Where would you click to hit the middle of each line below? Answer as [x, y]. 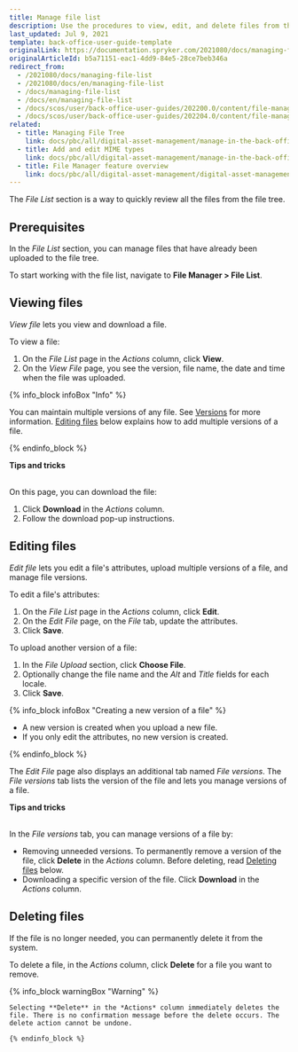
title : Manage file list [55, 17]
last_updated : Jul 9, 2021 [59, 34]
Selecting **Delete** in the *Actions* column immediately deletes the [144, 1008]
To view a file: [35, 342]
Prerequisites [47, 227]
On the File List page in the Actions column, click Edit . [121, 611]
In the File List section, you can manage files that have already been [133, 248]
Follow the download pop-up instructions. [98, 518]
